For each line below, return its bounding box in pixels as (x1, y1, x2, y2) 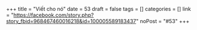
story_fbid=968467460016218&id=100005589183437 (6, 18, 137, 24)
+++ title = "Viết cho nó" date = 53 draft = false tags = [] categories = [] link (6, 6, 191, 12)
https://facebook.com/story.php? (13, 12, 94, 18)
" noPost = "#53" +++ (135, 18, 190, 24)
